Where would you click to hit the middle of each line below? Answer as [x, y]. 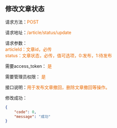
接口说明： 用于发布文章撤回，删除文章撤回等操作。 [58, 87]
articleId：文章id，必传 [29, 49]
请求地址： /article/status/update [38, 32]
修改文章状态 [25, 9]
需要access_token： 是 [29, 66]
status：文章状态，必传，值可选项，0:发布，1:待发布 [58, 55]
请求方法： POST [22, 22]
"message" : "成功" [32, 117]
